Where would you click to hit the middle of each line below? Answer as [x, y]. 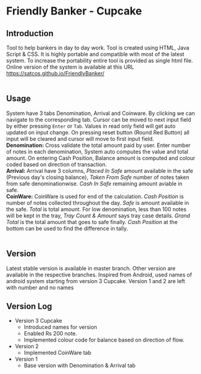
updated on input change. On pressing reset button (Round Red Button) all [98, 132]
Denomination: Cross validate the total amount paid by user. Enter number [98, 145]
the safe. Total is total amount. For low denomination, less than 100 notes [97, 209]
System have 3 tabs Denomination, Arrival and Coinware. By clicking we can [100, 113]
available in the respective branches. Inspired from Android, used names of [99, 275]
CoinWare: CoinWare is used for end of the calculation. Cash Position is [95, 196]
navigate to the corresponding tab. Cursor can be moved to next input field [99, 119]
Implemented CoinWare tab [58, 353]
